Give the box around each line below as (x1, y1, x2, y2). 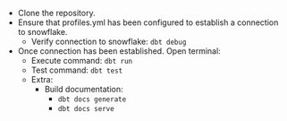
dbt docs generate (57, 95, 127, 104)
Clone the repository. (17, 8, 96, 18)
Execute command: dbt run (30, 56, 133, 65)
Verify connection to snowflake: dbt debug (30, 36, 187, 47)
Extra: (30, 74, 54, 84)
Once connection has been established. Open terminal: (17, 46, 221, 56)
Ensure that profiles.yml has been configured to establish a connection (17, 17, 279, 28)
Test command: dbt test (30, 65, 123, 75)
